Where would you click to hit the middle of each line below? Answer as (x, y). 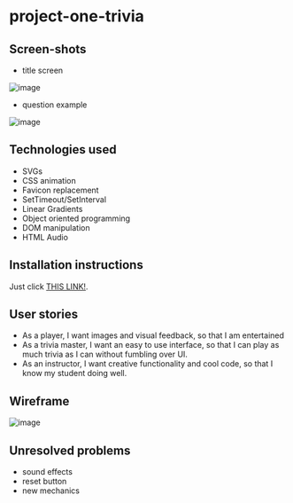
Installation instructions (76, 265)
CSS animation (49, 180)
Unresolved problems (70, 450)
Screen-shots (48, 49)
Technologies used (63, 149)
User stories (43, 314)
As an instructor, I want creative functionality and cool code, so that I (147, 364)
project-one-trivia (77, 16)
